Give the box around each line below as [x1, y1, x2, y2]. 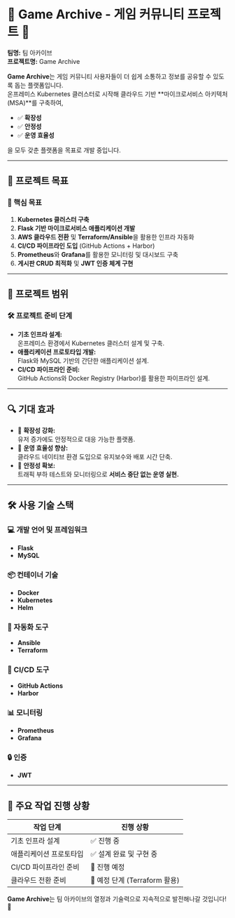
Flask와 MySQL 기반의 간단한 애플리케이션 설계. [17, 357, 149, 365]
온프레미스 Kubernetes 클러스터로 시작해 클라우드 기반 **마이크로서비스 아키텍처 [7, 89, 228, 98]
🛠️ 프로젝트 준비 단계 [7, 310, 73, 320]
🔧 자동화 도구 [7, 623, 49, 632]
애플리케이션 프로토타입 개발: [17, 348, 97, 357]
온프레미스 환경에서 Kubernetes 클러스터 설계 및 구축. [17, 339, 165, 347]
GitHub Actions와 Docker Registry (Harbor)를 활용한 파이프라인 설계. [17, 374, 211, 382]
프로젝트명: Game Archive [7, 57, 80, 65]
